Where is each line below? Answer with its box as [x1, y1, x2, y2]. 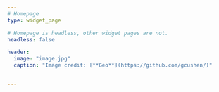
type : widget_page [7, 17, 61, 24]
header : [7, 48, 30, 56]
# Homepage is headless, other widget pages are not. [7, 29, 169, 37]
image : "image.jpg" [13, 55, 71, 63]
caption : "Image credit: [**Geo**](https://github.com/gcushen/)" [13, 62, 213, 69]
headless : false [7, 36, 55, 43]
